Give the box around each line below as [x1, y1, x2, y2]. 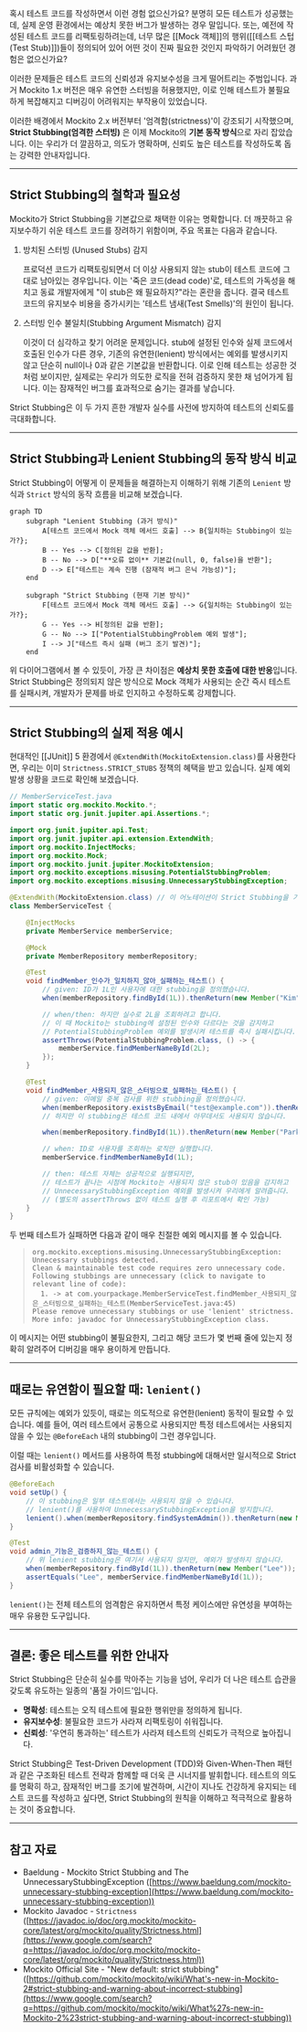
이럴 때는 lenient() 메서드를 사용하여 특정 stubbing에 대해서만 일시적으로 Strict [9, 1450, 297, 1461]
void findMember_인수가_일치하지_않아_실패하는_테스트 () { [26, 977, 225, 986]
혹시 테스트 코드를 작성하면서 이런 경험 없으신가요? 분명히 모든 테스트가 [9, 8, 262, 18]
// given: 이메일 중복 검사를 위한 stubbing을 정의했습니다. [42, 1095, 248, 1104]
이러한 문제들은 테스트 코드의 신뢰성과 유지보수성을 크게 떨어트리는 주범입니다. [9, 73, 288, 84]
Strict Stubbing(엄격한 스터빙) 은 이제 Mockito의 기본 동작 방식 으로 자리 [9, 127, 270, 137]
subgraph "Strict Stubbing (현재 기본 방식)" [26, 590, 191, 600]
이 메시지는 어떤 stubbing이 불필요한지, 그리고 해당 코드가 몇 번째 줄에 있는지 [9, 1332, 283, 1343]
